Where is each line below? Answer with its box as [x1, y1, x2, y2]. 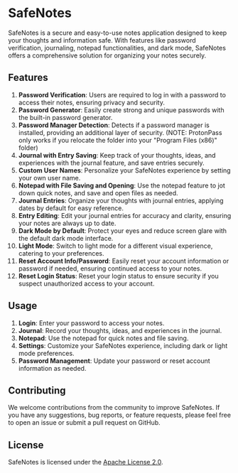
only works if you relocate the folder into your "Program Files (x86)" [18, 136, 217, 144]
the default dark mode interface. [18, 234, 114, 242]
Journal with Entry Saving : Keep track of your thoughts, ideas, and [18, 151, 216, 159]
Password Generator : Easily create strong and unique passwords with [18, 105, 225, 114]
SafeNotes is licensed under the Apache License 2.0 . [8, 458, 163, 467]
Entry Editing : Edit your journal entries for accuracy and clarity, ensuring [18, 211, 232, 219]
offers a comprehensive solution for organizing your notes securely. [8, 51, 207, 60]
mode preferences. [18, 349, 75, 357]
